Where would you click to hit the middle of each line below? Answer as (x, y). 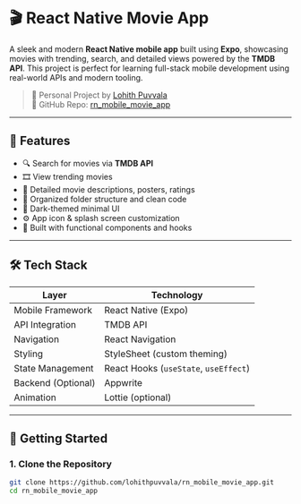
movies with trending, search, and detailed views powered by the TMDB (142, 58)
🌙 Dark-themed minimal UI (71, 209)
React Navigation (140, 339)
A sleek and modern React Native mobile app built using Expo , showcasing (149, 49)
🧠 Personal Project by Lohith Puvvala (99, 95)
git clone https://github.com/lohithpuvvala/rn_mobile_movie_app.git (142, 483)
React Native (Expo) (146, 310)
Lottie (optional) (138, 397)
